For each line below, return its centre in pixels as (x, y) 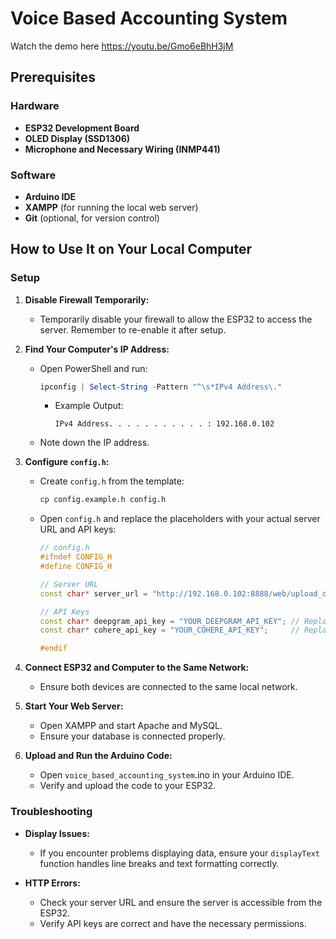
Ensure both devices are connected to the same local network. (168, 687)
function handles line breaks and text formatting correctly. (159, 863)
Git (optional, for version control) (92, 218)
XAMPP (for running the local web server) (111, 207)
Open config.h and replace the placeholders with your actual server (180, 519)
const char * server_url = (93, 593)
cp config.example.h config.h (103, 500)
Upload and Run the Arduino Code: (98, 756)
